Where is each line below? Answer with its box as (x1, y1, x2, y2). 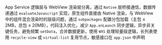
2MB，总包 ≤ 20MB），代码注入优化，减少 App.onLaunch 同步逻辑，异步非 (5, 22, 151, 28)
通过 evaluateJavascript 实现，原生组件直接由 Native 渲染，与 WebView (9, 10, 154, 16)
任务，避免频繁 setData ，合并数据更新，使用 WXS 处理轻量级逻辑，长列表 (9, 29, 153, 34)
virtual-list (43, 35, 69, 40)
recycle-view (10, 35, 37, 40)
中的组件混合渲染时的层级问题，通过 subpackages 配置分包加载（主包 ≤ (5, 16, 146, 22)
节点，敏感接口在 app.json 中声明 (78, 34, 145, 40)
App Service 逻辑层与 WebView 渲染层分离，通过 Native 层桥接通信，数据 (5, 4, 152, 10)
